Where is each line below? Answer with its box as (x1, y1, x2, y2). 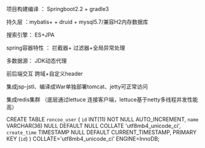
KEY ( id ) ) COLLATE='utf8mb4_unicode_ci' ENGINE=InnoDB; (6, 135, 160, 142)
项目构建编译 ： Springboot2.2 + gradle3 (6, 5, 109, 12)
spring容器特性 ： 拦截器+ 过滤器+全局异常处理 (6, 44, 125, 51)
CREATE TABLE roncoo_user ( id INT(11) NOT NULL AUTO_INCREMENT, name (6, 116, 199, 123)
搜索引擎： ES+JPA (6, 31, 55, 38)
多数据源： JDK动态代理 (6, 57, 67, 64)
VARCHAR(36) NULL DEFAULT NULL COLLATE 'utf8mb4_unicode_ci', (6, 122, 181, 129)
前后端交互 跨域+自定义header (6, 70, 83, 77)
